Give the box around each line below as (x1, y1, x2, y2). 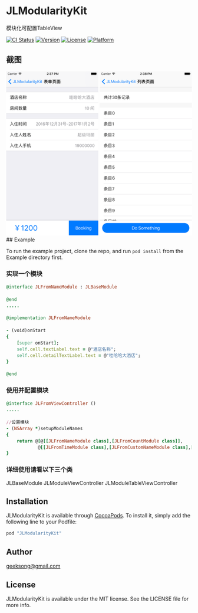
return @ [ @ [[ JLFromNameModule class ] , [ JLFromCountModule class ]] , (16, 438, 183, 444)
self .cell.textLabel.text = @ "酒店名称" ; (16, 346, 117, 352)
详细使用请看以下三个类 (6, 466, 72, 474)
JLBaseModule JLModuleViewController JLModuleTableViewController (6, 479, 178, 486)
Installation (6, 497, 48, 507)
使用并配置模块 (6, 386, 49, 395)
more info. (6, 601, 31, 608)
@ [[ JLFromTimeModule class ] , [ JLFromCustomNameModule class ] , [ (37, 444, 194, 450)
